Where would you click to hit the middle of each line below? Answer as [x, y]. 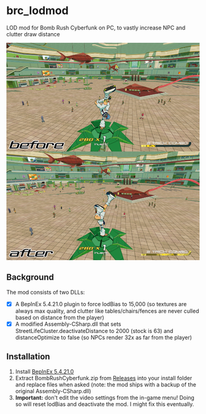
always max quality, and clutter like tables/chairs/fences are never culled [107, 311]
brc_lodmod [37, 11]
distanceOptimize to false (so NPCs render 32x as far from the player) [103, 337]
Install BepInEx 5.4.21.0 [44, 371]
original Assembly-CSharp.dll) [53, 391]
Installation [28, 357]
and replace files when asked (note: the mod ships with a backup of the [105, 385]
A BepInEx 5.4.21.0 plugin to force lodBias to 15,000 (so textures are [101, 304]
